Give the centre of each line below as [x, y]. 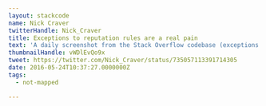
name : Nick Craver [39, 23]
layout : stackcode [39, 16]
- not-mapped [37, 82]
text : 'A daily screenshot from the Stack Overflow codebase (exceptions [134, 45]
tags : [17, 75]
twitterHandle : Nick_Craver [55, 30]
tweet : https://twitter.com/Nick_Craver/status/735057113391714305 [123, 61]
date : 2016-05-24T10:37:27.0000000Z [69, 68]
